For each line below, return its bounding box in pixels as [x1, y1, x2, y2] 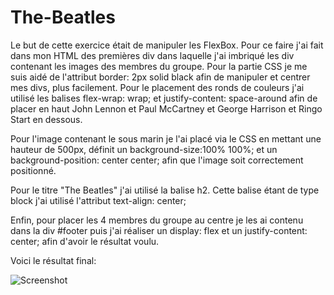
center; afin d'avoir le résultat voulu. [10, 235, 160, 247]
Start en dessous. [10, 113, 83, 125]
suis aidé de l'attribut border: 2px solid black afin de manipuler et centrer [10, 71, 311, 83]
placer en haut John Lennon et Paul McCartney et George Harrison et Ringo [10, 102, 323, 115]
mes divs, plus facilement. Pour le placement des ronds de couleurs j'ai [10, 81, 305, 93]
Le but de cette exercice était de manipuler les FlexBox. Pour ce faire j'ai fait [10, 39, 324, 51]
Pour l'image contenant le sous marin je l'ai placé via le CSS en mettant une [10, 132, 322, 145]
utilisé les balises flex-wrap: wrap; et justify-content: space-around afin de [10, 92, 318, 104]
